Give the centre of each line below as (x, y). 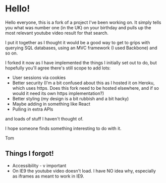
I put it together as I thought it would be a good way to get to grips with (78, 42)
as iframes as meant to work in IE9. (48, 176)
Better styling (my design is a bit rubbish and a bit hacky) (70, 98)
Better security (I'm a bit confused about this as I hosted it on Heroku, (83, 83)
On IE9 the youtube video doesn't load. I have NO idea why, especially (84, 171)
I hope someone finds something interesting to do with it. (63, 128)
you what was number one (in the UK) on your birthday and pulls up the (78, 27)
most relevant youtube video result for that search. (57, 33)
